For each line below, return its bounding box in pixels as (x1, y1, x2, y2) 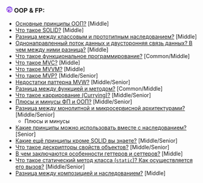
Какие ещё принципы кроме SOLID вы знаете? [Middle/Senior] (15, 137, 178, 144)
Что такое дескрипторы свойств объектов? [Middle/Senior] (15, 144, 170, 151)
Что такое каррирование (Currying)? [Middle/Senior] (15, 92, 152, 99)
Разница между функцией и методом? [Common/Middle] (15, 85, 163, 92)
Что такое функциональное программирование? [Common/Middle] (15, 53, 190, 60)
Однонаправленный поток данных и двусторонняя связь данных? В (15, 40, 193, 47)
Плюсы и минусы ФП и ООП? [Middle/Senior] (15, 98, 133, 105)
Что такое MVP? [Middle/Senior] (15, 72, 98, 80)
